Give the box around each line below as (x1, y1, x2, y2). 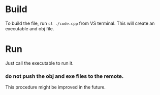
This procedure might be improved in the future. (5, 84, 106, 90)
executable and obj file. (5, 25, 54, 31)
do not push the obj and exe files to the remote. (5, 72, 124, 79)
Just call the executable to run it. (5, 60, 74, 66)
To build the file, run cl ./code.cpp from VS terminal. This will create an (5, 20, 155, 26)
